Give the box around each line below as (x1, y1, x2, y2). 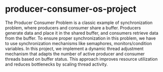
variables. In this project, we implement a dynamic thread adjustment (5, 46, 144, 51)
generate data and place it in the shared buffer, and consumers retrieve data (5, 30, 159, 36)
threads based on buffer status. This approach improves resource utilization (5, 56, 158, 62)
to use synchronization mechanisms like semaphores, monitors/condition (5, 40, 152, 46)
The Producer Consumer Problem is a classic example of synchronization (5, 20, 153, 25)
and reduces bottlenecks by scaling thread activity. (5, 61, 108, 67)
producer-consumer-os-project (5, 3, 137, 15)
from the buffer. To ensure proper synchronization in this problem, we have (5, 35, 156, 41)
